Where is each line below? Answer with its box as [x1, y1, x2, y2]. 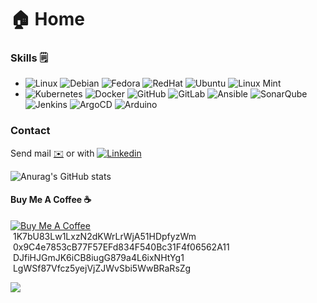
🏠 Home [10, 8, 85, 31]
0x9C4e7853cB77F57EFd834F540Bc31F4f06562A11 [12, 241, 230, 253]
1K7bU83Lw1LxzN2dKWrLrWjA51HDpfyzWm [12, 230, 197, 242]
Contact [10, 124, 51, 138]
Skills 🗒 [10, 51, 49, 65]
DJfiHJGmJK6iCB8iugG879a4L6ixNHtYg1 [12, 251, 185, 263]
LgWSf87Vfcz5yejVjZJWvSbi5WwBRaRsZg [12, 262, 192, 274]
